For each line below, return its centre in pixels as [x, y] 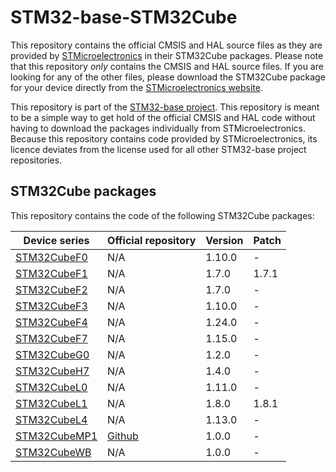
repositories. [36, 160]
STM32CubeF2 [51, 289]
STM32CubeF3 [51, 306]
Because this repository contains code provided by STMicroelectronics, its [164, 138]
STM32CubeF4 [51, 322]
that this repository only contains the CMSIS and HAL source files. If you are [167, 66]
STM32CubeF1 [51, 273]
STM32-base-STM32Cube [124, 17]
